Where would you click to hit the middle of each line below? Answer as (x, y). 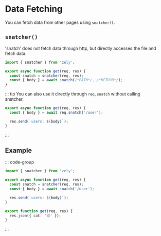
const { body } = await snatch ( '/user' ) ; (52, 189)
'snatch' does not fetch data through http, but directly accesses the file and (81, 48)
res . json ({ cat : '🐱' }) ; (36, 216)
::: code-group (19, 162)
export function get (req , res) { (39, 211)
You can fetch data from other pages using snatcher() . (60, 22)
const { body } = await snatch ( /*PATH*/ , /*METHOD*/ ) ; (66, 80)
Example (18, 151)
